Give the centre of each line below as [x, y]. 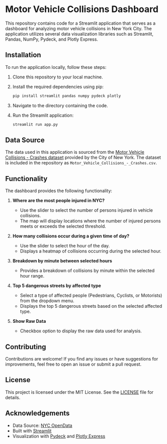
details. [13, 397]
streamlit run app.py [35, 124]
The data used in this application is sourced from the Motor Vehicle [75, 152]
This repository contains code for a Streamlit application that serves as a [80, 23]
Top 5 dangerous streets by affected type [57, 286]
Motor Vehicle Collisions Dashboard [82, 9]
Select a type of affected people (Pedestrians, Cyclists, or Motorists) [91, 296]
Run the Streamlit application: [43, 115]
